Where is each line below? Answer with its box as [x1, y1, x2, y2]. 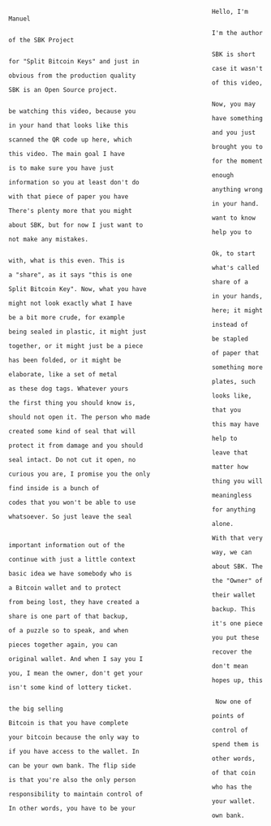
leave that [211, 449, 249, 457]
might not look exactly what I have [8, 299, 132, 307]
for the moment [211, 157, 264, 165]
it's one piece [211, 619, 264, 628]
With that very [211, 534, 264, 542]
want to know [211, 214, 256, 222]
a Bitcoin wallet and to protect [8, 584, 122, 592]
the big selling [8, 705, 63, 713]
